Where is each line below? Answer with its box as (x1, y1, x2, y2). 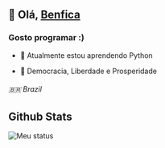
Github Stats (8, 109, 72, 123)
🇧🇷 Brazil (8, 84, 43, 94)
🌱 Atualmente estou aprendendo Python (19, 50, 153, 60)
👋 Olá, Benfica (8, 8, 80, 22)
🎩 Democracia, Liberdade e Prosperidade (19, 66, 157, 76)
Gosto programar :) (8, 32, 85, 43)
